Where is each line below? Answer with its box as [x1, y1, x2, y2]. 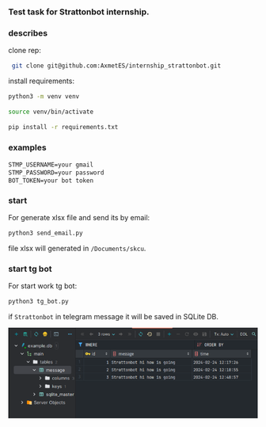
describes [8, 27, 48, 38]
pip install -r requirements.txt [8, 123, 119, 131]
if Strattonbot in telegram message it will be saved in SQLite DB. [8, 312, 219, 322]
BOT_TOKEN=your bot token [8, 177, 93, 185]
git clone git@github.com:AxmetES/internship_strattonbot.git [11, 62, 222, 70]
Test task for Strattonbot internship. [8, 6, 150, 17]
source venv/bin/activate [8, 108, 93, 116]
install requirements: [8, 76, 75, 86]
